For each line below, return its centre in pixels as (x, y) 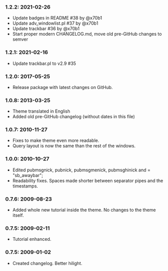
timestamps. (25, 186)
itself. (18, 215)
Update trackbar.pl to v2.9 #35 (44, 63)
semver (20, 39)
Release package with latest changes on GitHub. (62, 87)
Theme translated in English (41, 111)
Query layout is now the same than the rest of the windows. (74, 146)
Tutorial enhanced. (32, 239)
